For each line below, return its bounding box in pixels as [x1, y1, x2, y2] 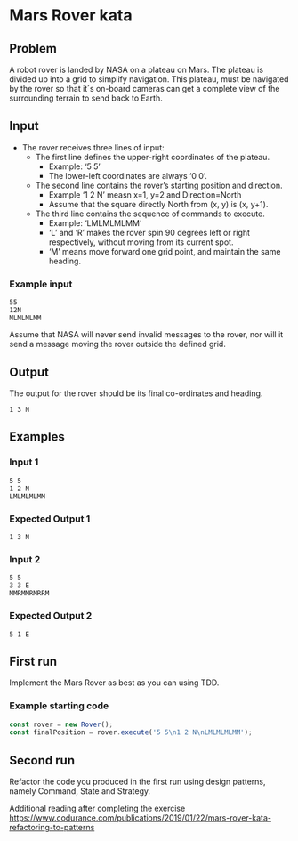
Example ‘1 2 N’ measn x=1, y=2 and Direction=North [48, 189, 242, 200]
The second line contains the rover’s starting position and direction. [35, 180, 283, 190]
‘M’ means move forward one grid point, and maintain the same [48, 246, 281, 256]
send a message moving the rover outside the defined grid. [9, 339, 227, 350]
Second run [9, 753, 76, 768]
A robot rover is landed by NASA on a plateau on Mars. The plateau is [9, 64, 264, 75]
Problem [9, 41, 58, 56]
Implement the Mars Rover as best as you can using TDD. [9, 677, 220, 688]
